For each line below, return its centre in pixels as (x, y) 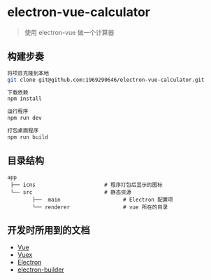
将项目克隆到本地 (28, 73)
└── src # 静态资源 (71, 192)
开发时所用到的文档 (49, 230)
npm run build (28, 137)
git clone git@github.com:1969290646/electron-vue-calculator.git (106, 80)
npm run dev (24, 118)
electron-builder (41, 269)
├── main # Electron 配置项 (103, 199)
